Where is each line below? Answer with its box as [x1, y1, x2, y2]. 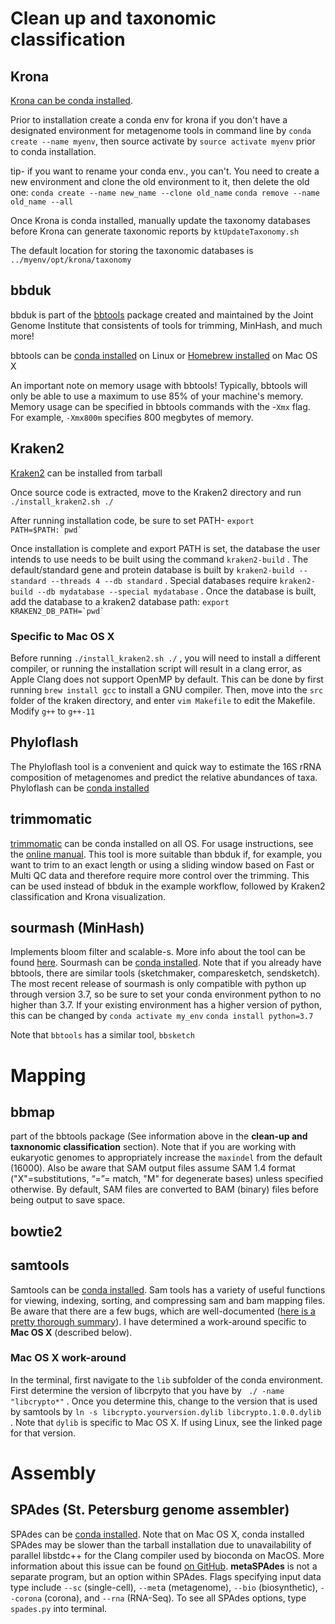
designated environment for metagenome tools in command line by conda [10, 125, 312, 136]
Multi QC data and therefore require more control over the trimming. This [10, 869, 310, 881]
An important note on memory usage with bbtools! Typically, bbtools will [10, 379, 308, 391]
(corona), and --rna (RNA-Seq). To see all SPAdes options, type [44, 1592, 307, 1604]
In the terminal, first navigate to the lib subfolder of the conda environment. [10, 1373, 324, 1386]
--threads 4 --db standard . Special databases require [50, 574, 278, 586]
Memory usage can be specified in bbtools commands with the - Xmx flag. [10, 400, 311, 412]
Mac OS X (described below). [10, 1326, 133, 1338]
